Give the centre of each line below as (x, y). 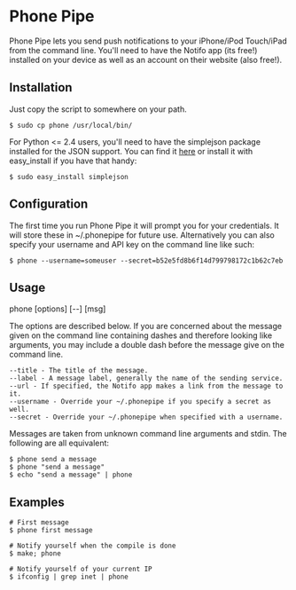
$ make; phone (35, 554)
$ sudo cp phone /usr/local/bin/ (71, 125)
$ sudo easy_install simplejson (69, 177)
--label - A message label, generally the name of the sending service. (146, 379)
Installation (41, 87)
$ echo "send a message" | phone (71, 475)
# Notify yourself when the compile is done (93, 546)
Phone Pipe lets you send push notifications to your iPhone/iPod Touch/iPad (148, 41)
